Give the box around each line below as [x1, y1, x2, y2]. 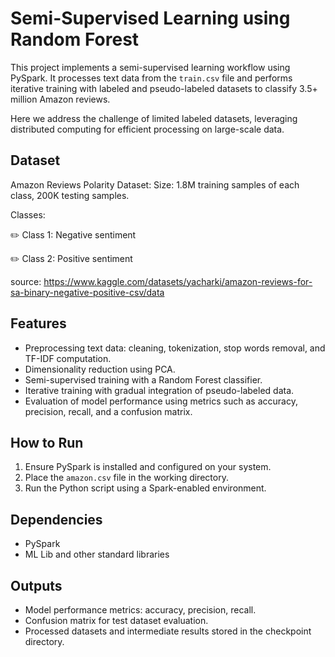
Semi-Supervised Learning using [10, 7, 291, 30]
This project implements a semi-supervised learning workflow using [10, 61, 291, 73]
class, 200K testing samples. [10, 189, 130, 201]
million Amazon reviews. [10, 93, 111, 105]
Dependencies [10, 511, 103, 528]
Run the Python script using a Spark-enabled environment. [24, 482, 267, 494]
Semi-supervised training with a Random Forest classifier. [24, 373, 263, 386]
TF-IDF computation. [24, 352, 112, 364]
